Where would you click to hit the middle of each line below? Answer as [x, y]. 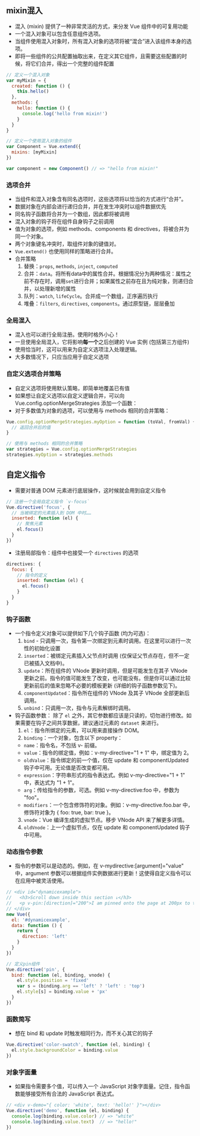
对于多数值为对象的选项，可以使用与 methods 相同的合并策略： [92, 410]
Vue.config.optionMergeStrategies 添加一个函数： [76, 403]
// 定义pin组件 [23, 964]
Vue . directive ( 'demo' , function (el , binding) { [68, 1110]
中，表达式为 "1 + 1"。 [51, 783]
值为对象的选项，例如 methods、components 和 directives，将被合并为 [102, 229]
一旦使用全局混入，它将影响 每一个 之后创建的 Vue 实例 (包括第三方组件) [102, 342]
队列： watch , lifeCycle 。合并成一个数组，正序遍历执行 [91, 296]
